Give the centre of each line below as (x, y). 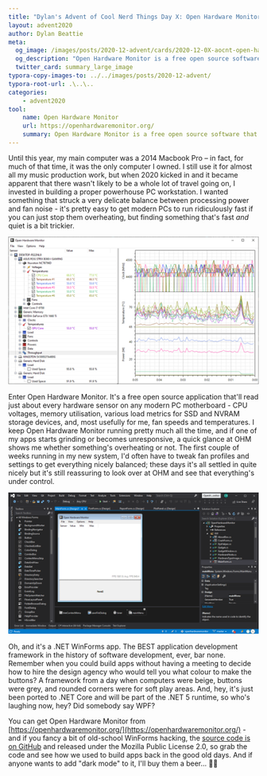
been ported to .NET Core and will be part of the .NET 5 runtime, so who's (129, 697)
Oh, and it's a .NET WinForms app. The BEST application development (123, 646)
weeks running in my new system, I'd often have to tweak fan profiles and (129, 456)
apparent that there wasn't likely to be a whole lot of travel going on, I (122, 183)
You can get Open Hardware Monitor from (77, 721)
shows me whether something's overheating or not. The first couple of (124, 448)
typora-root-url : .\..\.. (51, 84)
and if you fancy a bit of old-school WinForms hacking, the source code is (130, 738)
